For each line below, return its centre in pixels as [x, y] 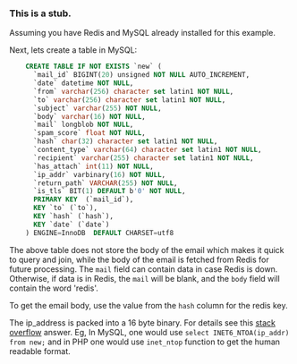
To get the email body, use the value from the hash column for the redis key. [148, 305]
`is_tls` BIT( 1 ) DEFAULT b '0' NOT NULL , [109, 191]
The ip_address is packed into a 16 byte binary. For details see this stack [142, 322]
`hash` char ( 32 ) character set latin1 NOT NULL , [125, 141]
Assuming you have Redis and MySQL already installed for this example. [142, 33]
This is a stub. [40, 13]
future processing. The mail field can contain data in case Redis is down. [144, 269]
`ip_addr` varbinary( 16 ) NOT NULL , [99, 174]
